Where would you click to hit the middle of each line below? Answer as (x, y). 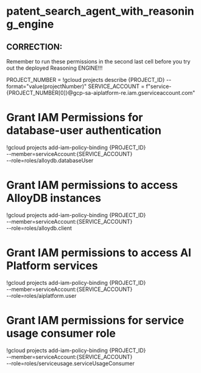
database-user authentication (84, 131)
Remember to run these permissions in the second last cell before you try (98, 61)
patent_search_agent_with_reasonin (100, 11)
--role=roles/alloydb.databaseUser (50, 160)
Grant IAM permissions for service (95, 320)
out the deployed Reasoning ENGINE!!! (55, 68)
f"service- (159, 86)
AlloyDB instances (54, 198)
